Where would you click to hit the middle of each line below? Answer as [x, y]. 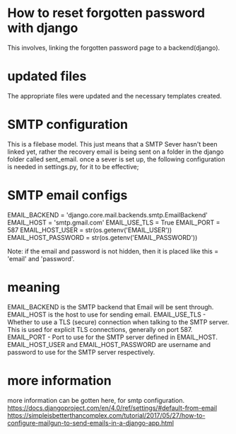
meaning [34, 287]
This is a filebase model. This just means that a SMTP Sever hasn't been [112, 144]
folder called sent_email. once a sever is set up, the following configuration [116, 159]
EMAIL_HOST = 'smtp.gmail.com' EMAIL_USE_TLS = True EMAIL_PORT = [114, 222]
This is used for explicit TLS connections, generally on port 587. [100, 329]
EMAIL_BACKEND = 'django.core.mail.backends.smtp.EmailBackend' [108, 215]
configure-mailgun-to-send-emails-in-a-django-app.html [91, 423]
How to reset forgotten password [106, 13]
